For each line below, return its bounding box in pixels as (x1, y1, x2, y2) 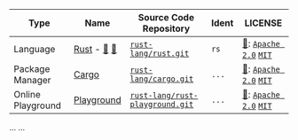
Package (13, 63, 51, 74)
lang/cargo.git (129, 74, 194, 83)
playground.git (129, 99, 194, 109)
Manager (13, 74, 51, 86)
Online (13, 89, 42, 100)
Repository (142, 22, 191, 35)
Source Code (137, 12, 195, 23)
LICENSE (244, 17, 282, 29)
